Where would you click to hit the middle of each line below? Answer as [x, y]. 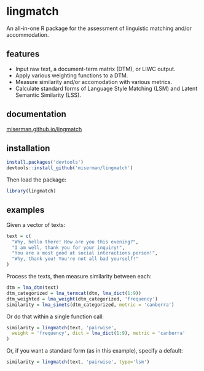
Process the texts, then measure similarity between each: [79, 277]
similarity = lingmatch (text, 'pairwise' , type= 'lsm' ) [78, 362]
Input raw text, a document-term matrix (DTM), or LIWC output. [95, 69]
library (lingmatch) [31, 191]
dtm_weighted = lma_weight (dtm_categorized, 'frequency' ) [82, 299]
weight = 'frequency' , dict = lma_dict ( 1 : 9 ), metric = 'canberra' [99, 333]
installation [28, 148]
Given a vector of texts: [36, 224]
